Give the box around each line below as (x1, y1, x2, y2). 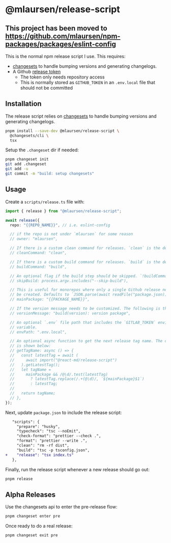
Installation (5, 99, 42, 108)
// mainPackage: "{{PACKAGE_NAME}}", (10, 297, 90, 302)
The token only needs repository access (20, 74, 105, 80)
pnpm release (5, 476, 33, 481)
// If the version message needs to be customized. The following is (10, 306, 160, 311)
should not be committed (20, 85, 73, 91)
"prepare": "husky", (16, 424, 60, 429)
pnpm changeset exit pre (5, 533, 58, 538)
